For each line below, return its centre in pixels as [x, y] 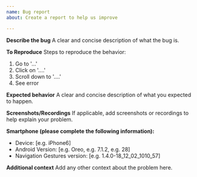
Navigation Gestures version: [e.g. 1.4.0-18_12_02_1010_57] [88, 156]
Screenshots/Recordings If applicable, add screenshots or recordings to [98, 113]
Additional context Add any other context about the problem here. [89, 167]
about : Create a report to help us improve [62, 18]
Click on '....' [30, 70]
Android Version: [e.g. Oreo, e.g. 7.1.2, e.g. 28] [72, 149]
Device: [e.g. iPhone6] [43, 142]
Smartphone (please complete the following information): [80, 131]
